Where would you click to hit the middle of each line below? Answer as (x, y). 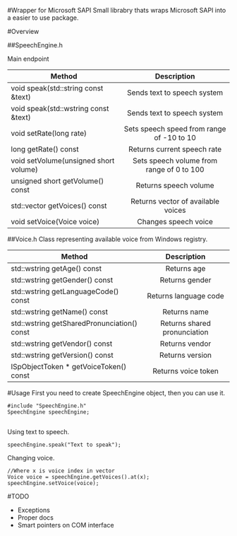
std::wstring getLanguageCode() (65, 291)
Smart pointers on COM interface (66, 525)
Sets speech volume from (175, 161)
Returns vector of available (175, 201)
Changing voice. (31, 458)
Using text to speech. (38, 432)
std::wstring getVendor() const (62, 344)
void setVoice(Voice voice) (55, 222)
